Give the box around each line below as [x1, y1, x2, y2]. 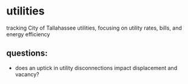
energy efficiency [6, 30, 50, 37]
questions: [6, 48, 48, 59]
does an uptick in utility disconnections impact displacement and [15, 64, 178, 71]
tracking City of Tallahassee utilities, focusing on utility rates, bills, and [6, 24, 182, 31]
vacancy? [15, 71, 39, 78]
